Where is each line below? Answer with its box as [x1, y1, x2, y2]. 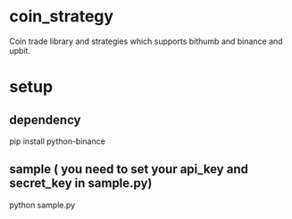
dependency [9, 112, 82, 127]
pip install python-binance [9, 136, 105, 147]
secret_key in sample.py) [9, 176, 153, 191]
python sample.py [9, 199, 76, 210]
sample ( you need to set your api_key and [9, 162, 248, 177]
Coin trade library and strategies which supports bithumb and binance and [9, 36, 283, 46]
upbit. [9, 45, 31, 55]
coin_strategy [9, 6, 114, 27]
